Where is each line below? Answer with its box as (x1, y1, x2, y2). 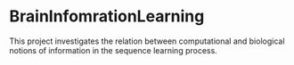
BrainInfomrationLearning (9, 6, 205, 27)
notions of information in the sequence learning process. (9, 45, 218, 55)
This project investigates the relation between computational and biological (9, 36, 285, 46)
